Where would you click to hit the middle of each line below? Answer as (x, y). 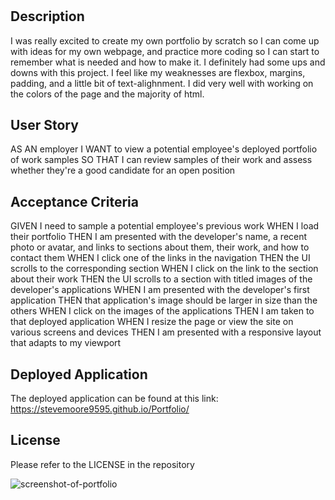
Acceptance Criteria (74, 201)
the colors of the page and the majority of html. (107, 94)
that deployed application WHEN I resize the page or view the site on (152, 322)
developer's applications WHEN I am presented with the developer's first (160, 290)
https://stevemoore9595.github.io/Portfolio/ (100, 409)
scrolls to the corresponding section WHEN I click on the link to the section (164, 269)
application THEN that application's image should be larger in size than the (164, 300)
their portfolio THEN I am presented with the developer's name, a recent (159, 237)
